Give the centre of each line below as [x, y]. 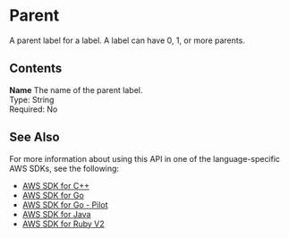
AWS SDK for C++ [55, 185]
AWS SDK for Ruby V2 [63, 224]
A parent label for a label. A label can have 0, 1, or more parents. [127, 40]
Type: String [32, 99]
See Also [34, 137]
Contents [36, 68]
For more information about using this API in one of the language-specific [144, 158]
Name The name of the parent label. [76, 89]
